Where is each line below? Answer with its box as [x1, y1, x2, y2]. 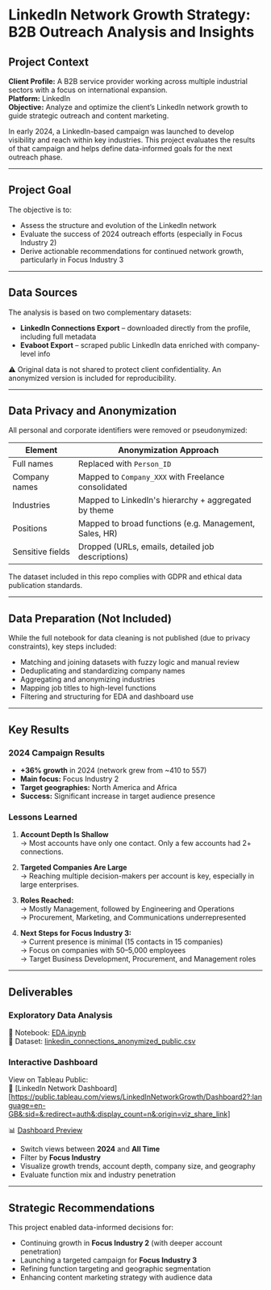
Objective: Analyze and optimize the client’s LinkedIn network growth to [8, 103, 248, 112]
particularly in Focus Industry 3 [19, 255, 124, 264]
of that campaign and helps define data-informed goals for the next [8, 144, 233, 153]
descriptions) [77, 552, 129, 563]
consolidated [77, 481, 127, 493]
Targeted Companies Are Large [19, 863, 127, 873]
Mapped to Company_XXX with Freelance [77, 472, 225, 483]
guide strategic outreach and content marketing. [8, 111, 169, 121]
